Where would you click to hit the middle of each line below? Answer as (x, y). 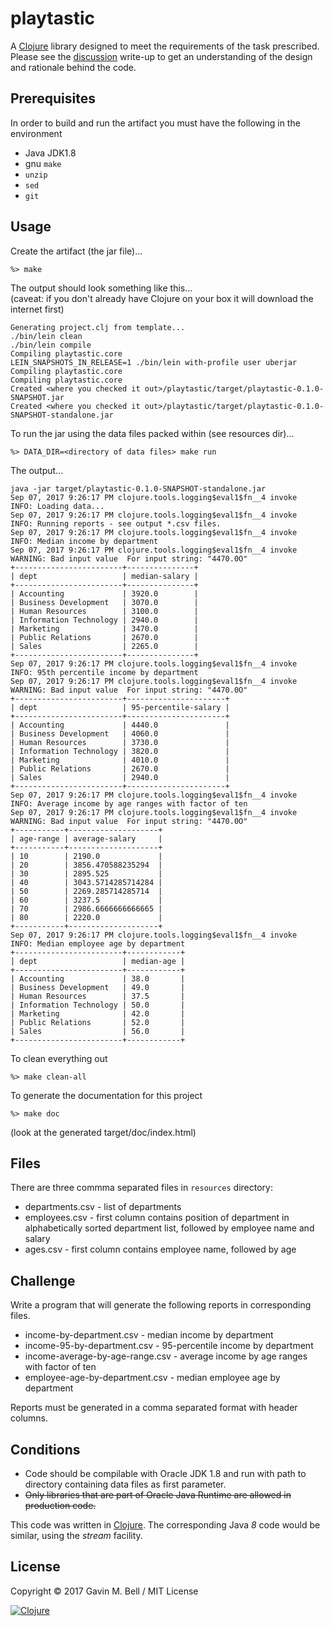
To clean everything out (59, 1058)
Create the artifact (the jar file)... (76, 251)
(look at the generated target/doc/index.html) (103, 1132)
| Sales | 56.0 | (98, 1031)
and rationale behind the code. (73, 67)
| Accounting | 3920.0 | (104, 593)
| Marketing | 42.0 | (98, 1013)
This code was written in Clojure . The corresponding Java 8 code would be (165, 1525)
